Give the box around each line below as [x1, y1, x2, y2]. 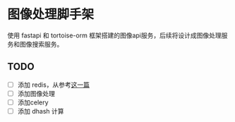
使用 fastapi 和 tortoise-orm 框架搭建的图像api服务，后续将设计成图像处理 [7, 31, 222, 39]
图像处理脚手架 [7, 6, 95, 23]
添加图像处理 [17, 89, 55, 97]
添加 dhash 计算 [17, 106, 65, 115]
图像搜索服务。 [19, 39, 64, 48]
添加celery [17, 98, 49, 106]
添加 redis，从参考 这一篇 [17, 80, 90, 89]
